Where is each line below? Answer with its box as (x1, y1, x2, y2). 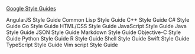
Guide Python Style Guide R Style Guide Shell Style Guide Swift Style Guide (6, 35, 190, 42)
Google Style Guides (6, 5, 56, 12)
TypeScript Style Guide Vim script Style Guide (6, 41, 118, 48)
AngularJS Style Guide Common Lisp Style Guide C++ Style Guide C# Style (6, 16, 190, 23)
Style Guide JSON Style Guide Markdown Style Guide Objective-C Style (6, 29, 181, 36)
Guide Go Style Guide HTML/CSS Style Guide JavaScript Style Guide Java (6, 23, 187, 29)
